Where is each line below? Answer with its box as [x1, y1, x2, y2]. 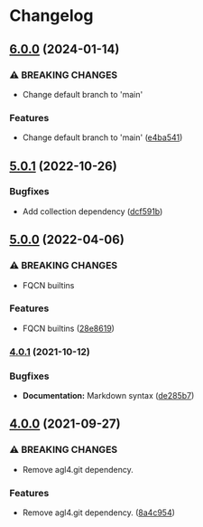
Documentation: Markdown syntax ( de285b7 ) [22, 391, 195, 401]
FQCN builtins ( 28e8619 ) [22, 323, 115, 334]
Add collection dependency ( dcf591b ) [22, 205, 163, 217]
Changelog [9, 5, 94, 26]
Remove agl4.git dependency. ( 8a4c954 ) [22, 507, 176, 518]
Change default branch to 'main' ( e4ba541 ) [22, 132, 183, 143]
